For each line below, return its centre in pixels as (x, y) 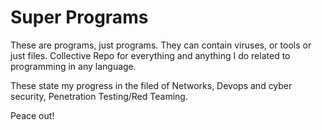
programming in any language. (73, 66)
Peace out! (32, 115)
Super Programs (79, 17)
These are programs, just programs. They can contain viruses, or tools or (161, 45)
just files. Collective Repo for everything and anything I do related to (150, 55)
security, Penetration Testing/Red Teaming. (99, 96)
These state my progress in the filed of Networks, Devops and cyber (151, 85)
